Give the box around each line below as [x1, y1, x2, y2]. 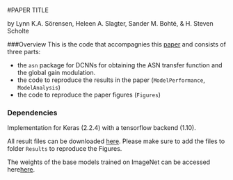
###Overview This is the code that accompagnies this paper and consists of [7, 40, 226, 48]
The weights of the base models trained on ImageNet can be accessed [7, 158, 211, 166]
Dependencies [7, 108, 58, 117]
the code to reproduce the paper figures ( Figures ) [17, 90, 161, 99]
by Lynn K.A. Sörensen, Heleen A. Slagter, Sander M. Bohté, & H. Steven [7, 19, 214, 27]
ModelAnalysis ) [17, 83, 61, 91]
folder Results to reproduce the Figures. [7, 145, 122, 153]
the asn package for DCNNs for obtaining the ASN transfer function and [17, 61, 223, 69]
